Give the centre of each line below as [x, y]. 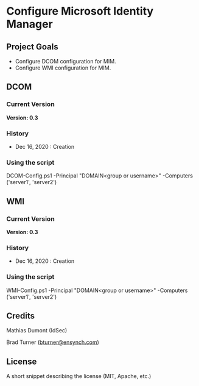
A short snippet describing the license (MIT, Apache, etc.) [79, 376]
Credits [21, 316]
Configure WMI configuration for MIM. [63, 68]
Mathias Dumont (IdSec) [37, 331]
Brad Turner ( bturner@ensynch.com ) [53, 342]
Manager [30, 24]
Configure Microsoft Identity [80, 11]
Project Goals [33, 47]
